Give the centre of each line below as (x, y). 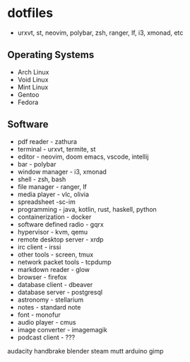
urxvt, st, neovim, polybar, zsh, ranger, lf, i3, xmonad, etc (100, 33)
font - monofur (39, 315)
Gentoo (28, 94)
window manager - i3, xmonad (62, 171)
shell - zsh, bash (42, 179)
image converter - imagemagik (62, 329)
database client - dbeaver (55, 284)
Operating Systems (51, 55)
